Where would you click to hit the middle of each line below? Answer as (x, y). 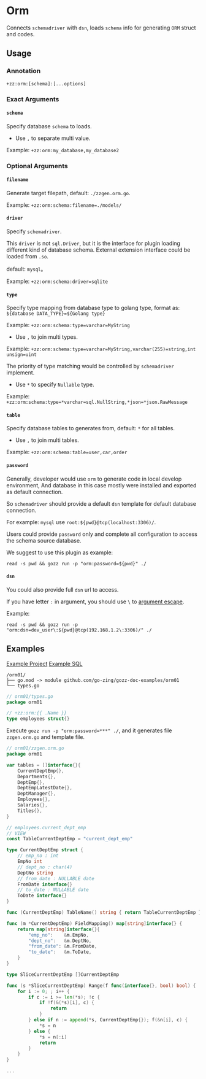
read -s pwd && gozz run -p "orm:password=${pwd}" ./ (77, 563)
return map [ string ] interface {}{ (59, 929)
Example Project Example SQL (44, 663)
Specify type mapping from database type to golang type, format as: (93, 308)
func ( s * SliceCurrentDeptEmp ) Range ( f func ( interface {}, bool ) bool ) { (101, 986)
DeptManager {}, (37, 794)
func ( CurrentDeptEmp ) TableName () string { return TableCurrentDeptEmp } (104, 913)
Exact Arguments (33, 99)
